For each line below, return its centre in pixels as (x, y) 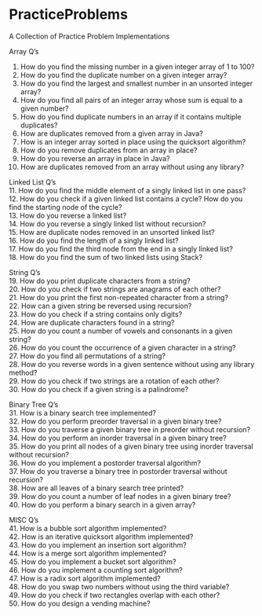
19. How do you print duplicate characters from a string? (100, 280)
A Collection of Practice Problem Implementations (89, 36)
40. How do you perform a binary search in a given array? (102, 504)
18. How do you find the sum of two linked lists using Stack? (106, 257)
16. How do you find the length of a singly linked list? (94, 240)
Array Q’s (24, 51)
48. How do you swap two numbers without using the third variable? (119, 586)
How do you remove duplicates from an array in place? (109, 150)
